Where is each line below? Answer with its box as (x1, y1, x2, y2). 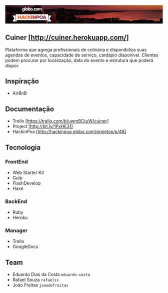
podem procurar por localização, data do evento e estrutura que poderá (5, 57, 153, 63)
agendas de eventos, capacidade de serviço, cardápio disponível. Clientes (5, 52, 159, 58)
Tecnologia (5, 143, 41, 151)
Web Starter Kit (12, 169, 44, 175)
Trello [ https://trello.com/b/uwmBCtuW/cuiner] (12, 118, 109, 124)
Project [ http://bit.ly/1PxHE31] (12, 123, 73, 129)
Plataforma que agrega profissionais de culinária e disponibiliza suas (5, 46, 147, 52)
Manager (5, 227, 28, 234)
